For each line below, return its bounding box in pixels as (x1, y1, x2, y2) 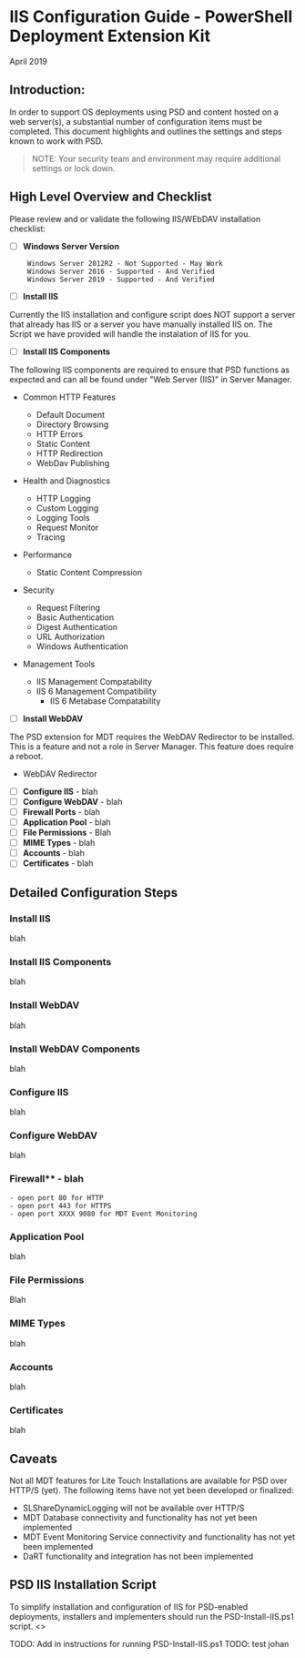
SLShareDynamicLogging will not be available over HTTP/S (22, 1502, 245, 1513)
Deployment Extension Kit (9, 25, 211, 46)
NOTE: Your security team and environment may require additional (31, 153, 281, 164)
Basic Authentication (36, 612, 115, 623)
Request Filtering (36, 602, 100, 613)
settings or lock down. (31, 162, 116, 174)
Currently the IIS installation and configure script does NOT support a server (9, 309, 296, 320)
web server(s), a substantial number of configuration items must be (9, 116, 262, 127)
